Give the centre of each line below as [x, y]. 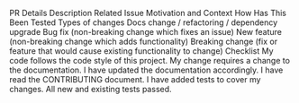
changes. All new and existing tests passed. [91, 89]
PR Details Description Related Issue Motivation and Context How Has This [148, 13]
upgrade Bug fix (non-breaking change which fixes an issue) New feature [145, 32]
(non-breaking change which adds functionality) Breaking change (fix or [143, 41]
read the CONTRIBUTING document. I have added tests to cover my [135, 79]
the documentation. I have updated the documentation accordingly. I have [146, 70]
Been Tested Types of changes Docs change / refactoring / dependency [144, 22]
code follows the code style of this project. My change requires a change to [150, 60]
